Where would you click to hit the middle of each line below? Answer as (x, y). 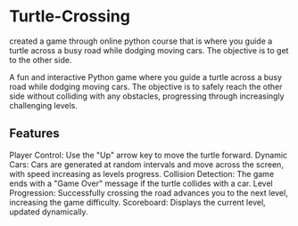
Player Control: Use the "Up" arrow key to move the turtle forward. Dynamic (149, 155)
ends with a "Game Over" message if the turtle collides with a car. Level (141, 183)
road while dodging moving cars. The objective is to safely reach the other (146, 86)
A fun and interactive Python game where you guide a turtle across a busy (146, 77)
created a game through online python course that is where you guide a (141, 41)
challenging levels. (43, 105)
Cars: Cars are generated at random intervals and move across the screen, (146, 164)
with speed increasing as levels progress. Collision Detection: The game (142, 174)
